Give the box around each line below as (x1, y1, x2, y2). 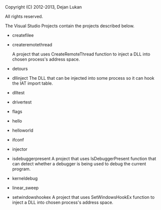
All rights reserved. (5, 14, 43, 19)
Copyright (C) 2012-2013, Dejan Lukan (5, 4, 82, 10)
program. (12, 166, 31, 172)
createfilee (12, 33, 34, 38)
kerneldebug (12, 175, 38, 181)
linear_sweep (12, 185, 39, 191)
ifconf (12, 137, 24, 142)
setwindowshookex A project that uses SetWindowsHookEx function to (12, 194, 155, 200)
